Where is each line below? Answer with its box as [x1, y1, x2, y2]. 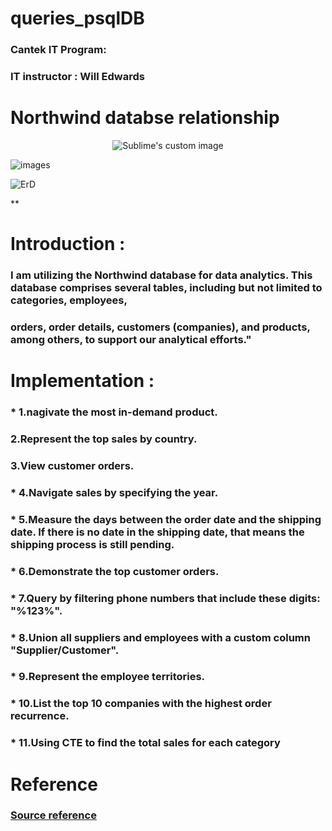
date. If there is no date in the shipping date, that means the [10, 525, 305, 539]
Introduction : [10, 233, 126, 256]
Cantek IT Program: [10, 43, 107, 57]
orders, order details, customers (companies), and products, [10, 320, 311, 334]
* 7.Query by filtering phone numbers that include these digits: [10, 591, 321, 605]
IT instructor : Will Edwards [10, 70, 145, 84]
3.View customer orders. [10, 458, 135, 472]
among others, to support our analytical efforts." [10, 333, 252, 346]
